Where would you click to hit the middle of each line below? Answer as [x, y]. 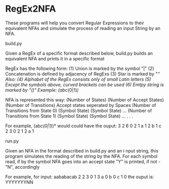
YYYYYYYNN [19, 182]
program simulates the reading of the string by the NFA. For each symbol [81, 156]
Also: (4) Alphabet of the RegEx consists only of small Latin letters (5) [78, 79]
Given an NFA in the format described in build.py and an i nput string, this [82, 150]
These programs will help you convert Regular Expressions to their [75, 23]
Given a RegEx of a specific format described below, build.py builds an [79, 53]
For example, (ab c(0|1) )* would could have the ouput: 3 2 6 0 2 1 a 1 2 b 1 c [83, 126]
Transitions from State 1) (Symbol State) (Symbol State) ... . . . [69, 116]
